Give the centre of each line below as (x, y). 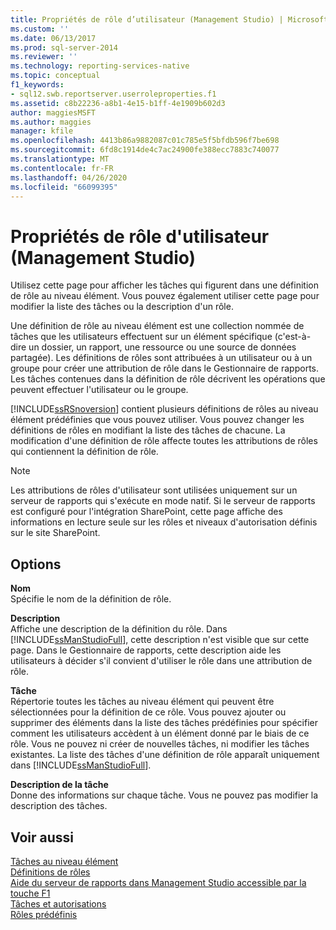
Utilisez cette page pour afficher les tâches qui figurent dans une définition (164, 285)
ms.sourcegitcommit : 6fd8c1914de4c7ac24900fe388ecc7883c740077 (145, 150)
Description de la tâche (59, 785)
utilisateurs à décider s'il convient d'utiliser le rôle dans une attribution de (161, 661)
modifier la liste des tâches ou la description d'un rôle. (122, 307)
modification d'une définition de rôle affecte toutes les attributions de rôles (164, 441)
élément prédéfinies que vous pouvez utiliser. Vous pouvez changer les (157, 420)
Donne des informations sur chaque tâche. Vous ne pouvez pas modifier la (164, 795)
